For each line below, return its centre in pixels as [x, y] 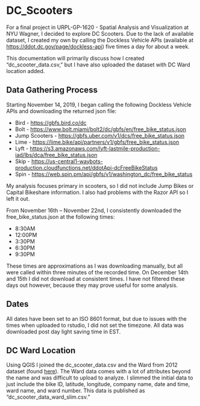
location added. [26, 71]
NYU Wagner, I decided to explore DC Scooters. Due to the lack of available [100, 33]
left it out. [18, 198]
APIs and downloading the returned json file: [61, 111]
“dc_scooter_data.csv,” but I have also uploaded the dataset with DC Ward [98, 65]
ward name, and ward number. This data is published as [76, 391]
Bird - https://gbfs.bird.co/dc [51, 123]
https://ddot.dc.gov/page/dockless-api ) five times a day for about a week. [98, 47]
